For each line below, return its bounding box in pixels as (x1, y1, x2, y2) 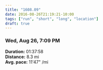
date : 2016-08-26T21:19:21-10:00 (5, 12, 74, 17)
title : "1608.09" (5, 7, 41, 12)
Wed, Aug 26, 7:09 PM (5, 37, 60, 44)
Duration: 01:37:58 (5, 48, 44, 54)
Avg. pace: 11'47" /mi (5, 59, 49, 65)
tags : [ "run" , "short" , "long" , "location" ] (5, 16, 99, 21)
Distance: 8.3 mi (5, 54, 40, 60)
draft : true (5, 21, 30, 26)
